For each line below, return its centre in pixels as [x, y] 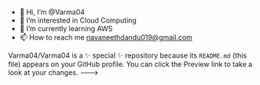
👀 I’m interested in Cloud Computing [78, 20]
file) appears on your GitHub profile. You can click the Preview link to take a [130, 64]
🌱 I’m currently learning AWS [66, 28]
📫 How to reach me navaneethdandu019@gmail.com [106, 37]
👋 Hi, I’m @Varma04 [52, 12]
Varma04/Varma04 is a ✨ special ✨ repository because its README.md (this [128, 55]
